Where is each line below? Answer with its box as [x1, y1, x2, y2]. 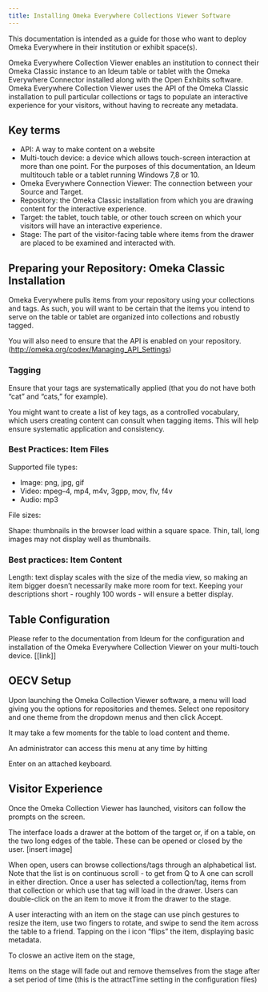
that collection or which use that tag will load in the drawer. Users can [8, 886, 238, 895]
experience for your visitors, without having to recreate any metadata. [8, 100, 238, 110]
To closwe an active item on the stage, [8, 950, 135, 960]
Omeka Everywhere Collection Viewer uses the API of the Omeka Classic [8, 83, 249, 93]
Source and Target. [19, 187, 84, 197]
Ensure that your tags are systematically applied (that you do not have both [8, 383, 256, 392]
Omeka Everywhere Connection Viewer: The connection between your [19, 179, 254, 188]
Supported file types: [8, 462, 78, 472]
